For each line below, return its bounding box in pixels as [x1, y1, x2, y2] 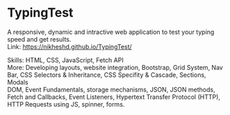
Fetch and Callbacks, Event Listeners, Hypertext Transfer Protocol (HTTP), [7, 92, 221, 101]
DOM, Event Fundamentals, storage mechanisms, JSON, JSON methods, [7, 85, 215, 94]
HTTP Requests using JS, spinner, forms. [7, 100, 125, 108]
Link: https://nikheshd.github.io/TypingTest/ [7, 42, 132, 51]
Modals [7, 78, 29, 86]
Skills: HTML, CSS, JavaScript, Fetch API [7, 55, 124, 64]
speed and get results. [7, 35, 72, 43]
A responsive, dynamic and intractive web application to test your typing [7, 28, 215, 36]
